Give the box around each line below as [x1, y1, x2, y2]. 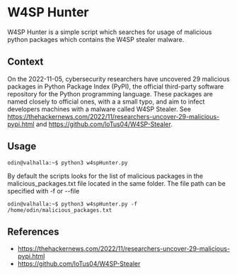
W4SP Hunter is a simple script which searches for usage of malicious [7, 28, 212, 36]
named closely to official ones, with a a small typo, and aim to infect [7, 97, 205, 106]
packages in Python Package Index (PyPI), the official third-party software [7, 82, 224, 91]
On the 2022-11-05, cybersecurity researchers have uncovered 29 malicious [7, 74, 230, 83]
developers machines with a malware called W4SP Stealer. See [7, 104, 191, 113]
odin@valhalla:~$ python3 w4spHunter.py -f [7, 200, 138, 208]
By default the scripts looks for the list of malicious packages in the [7, 172, 204, 180]
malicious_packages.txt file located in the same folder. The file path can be [7, 179, 226, 188]
